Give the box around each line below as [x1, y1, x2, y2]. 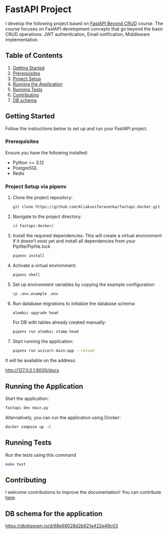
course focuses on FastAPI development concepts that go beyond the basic [5, 25, 163, 32]
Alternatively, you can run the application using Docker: [5, 414, 121, 420]
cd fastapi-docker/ [12, 224, 54, 229]
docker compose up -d [5, 424, 51, 429]
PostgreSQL [12, 165, 38, 171]
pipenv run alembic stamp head [12, 329, 79, 334]
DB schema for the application [5, 509, 103, 518]
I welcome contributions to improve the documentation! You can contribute [5, 489, 161, 495]
